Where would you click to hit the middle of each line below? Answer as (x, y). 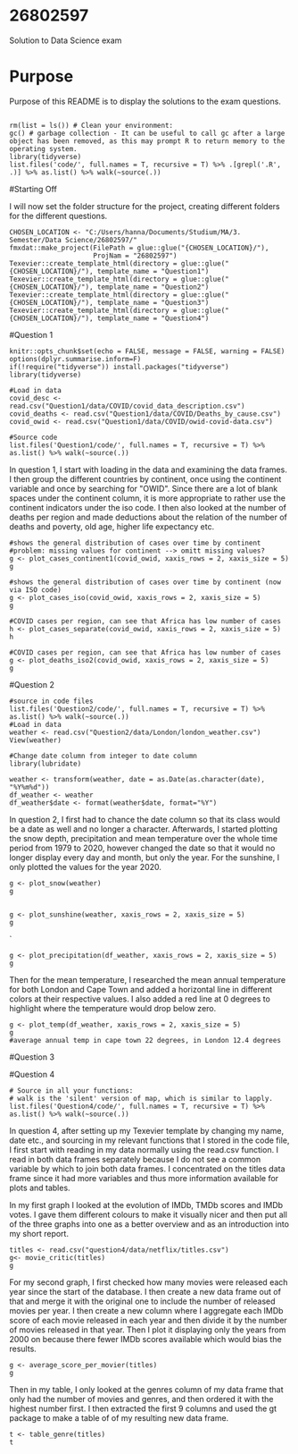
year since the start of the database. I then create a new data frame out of (145, 1291)
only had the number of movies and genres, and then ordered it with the (141, 1399)
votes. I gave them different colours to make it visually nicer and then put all (149, 1214)
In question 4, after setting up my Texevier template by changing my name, (147, 1130)
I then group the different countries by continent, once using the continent (145, 478)
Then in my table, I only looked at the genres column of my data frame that (146, 1389)
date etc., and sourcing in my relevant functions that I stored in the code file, (149, 1140)
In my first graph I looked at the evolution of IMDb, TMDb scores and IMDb (146, 1205)
